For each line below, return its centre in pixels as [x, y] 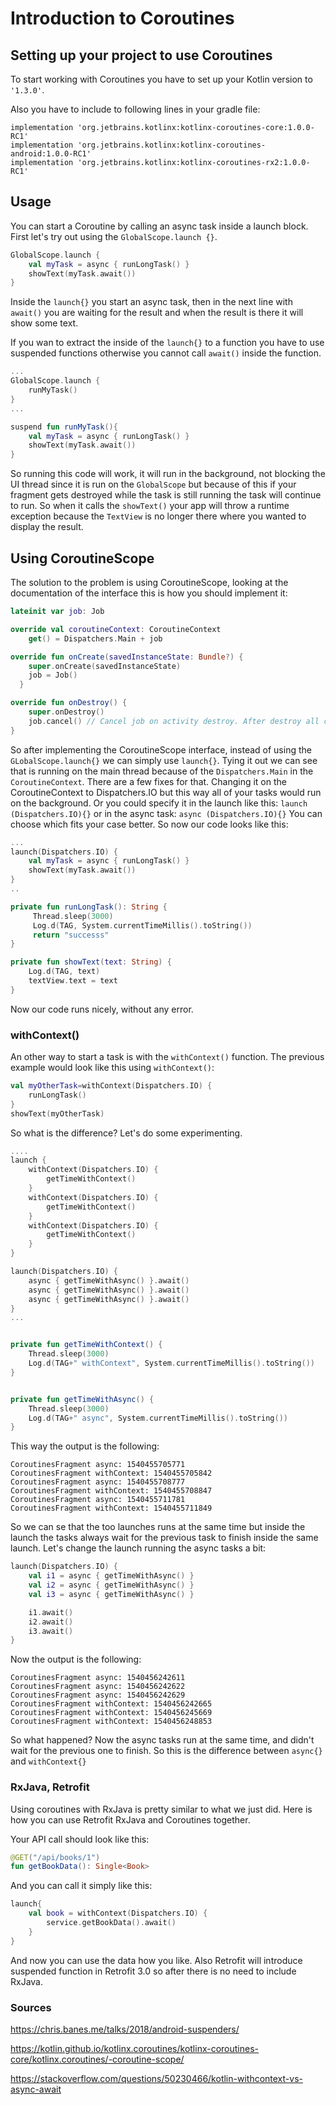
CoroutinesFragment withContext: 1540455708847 [111, 1491]
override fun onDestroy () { [69, 703]
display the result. [47, 527]
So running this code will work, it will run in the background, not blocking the [168, 474]
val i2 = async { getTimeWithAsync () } [111, 1585]
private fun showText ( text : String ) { [91, 962]
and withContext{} [48, 1761]
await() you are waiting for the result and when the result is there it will [157, 313]
